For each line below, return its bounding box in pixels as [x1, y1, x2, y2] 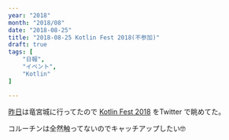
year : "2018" [8, 11, 51, 20]
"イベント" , [22, 63, 57, 71]
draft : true [8, 41, 47, 49]
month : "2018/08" [8, 19, 65, 27]
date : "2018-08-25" [8, 26, 72, 34]
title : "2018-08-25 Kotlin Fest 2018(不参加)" [8, 33, 160, 42]
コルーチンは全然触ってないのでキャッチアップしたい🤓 [8, 123, 187, 133]
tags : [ [8, 48, 34, 56]
